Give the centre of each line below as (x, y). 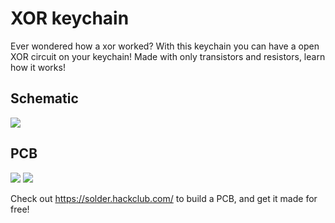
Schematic (44, 98)
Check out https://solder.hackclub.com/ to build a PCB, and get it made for (164, 198)
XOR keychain (70, 18)
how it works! (38, 67)
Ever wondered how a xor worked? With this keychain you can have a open (165, 46)
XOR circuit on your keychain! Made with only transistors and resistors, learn (168, 56)
